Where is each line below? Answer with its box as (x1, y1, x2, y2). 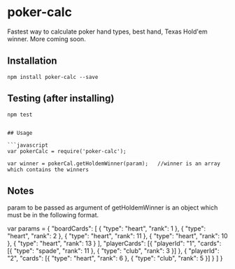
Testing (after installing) (7, 92, 115, 105)
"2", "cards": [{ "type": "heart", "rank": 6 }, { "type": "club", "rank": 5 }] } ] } (7, 254, 223, 263)
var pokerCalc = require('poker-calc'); (7, 147, 127, 154)
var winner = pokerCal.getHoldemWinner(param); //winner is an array (7, 160, 220, 167)
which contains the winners (7, 166, 90, 173)
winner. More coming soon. (7, 34, 86, 43)
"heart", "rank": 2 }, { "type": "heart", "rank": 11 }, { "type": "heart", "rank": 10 (7, 232, 228, 240)
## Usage (7, 129, 33, 136)
